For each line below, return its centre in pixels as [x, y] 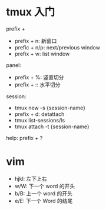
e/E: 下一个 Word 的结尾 [44, 201]
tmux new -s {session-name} [50, 108]
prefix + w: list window [42, 54]
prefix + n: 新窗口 [36, 41]
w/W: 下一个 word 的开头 [45, 186]
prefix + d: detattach [39, 114]
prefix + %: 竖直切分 [39, 77]
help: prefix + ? [24, 138]
